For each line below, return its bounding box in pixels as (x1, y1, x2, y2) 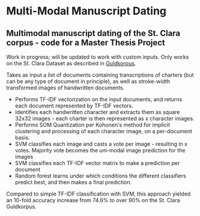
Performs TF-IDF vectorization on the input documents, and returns (14, 96, 183, 103)
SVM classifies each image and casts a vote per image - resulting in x (14, 140, 188, 148)
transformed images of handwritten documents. (6, 84, 125, 91)
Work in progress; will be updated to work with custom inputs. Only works (6, 53, 189, 61)
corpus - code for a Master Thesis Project (6, 37, 165, 47)
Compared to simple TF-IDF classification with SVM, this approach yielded (6, 190, 191, 197)
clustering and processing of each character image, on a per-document (14, 128, 192, 134)
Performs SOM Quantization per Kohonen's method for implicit (14, 121, 170, 128)
